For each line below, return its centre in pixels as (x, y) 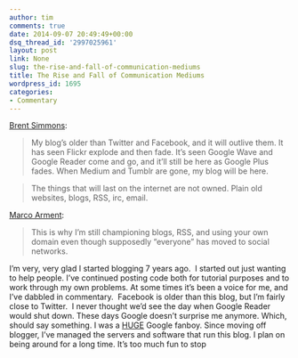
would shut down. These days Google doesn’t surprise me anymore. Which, (148, 316)
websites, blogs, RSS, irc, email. (89, 198)
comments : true (37, 26)
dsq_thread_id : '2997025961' (63, 42)
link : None (29, 59)
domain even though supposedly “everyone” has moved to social (150, 242)
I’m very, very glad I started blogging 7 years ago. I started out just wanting (148, 269)
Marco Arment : (37, 216)
